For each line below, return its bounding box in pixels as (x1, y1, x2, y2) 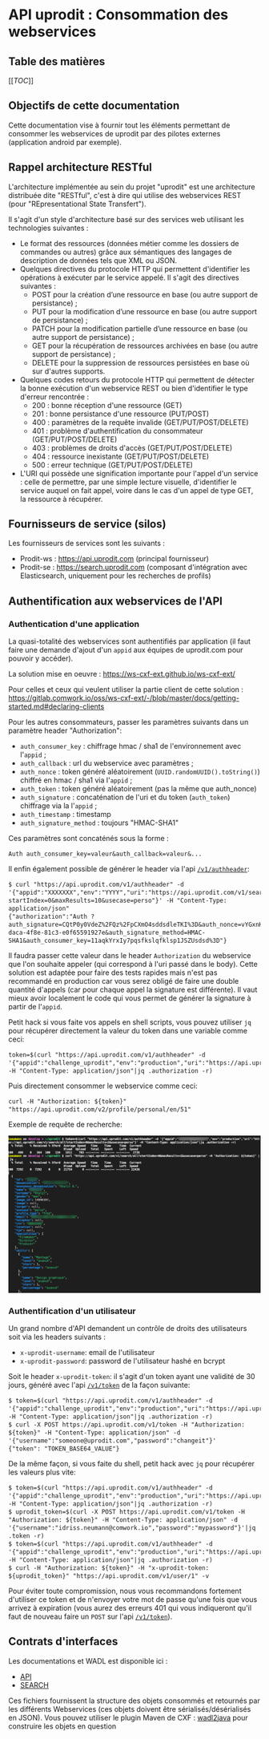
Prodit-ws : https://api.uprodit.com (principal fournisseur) (19, 554, 210, 564)
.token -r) (8, 1531, 45, 1540)
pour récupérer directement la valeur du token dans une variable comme (8, 1026, 248, 1036)
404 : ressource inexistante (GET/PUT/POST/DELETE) (31, 451, 210, 461)
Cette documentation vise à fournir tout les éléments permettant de (8, 120, 231, 130)
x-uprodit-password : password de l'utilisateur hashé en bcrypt (19, 1356, 226, 1365)
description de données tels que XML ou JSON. (19, 255, 178, 265)
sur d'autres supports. (31, 366, 106, 376)
